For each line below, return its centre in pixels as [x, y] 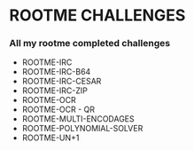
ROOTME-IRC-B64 [56, 72]
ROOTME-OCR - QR [58, 110]
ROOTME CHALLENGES [97, 16]
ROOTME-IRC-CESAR [62, 82]
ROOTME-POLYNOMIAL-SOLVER [82, 129]
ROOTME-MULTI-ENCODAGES [78, 119]
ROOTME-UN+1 [50, 138]
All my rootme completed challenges [90, 43]
